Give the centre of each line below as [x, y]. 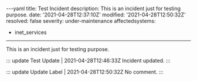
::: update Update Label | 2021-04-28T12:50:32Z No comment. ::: [85, 72]
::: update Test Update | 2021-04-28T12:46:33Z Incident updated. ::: [89, 60]
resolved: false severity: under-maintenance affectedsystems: [81, 21]
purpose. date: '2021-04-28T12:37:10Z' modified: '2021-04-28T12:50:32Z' [96, 15]
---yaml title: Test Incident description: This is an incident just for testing [93, 9]
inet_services [30, 32]
